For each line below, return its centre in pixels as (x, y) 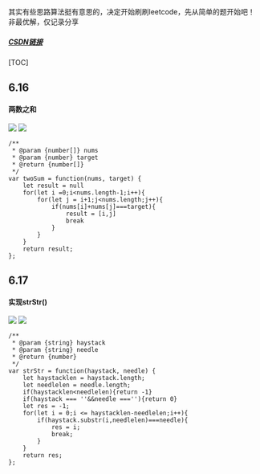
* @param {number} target (55, 157)
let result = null (53, 186)
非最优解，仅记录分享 (43, 22)
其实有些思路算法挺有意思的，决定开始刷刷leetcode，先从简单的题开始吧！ (132, 12)
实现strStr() (28, 302)
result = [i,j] (91, 214)
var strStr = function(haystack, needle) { (82, 371)
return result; (48, 249)
